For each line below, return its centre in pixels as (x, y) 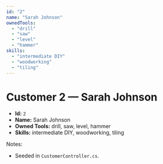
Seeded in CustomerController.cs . (57, 156)
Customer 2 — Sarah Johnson (82, 97)
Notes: (14, 144)
